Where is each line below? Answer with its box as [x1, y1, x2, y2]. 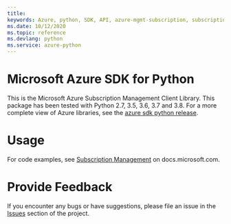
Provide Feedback [7, 179, 113, 195]
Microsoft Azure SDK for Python [7, 71, 195, 87]
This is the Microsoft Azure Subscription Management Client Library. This [7, 94, 215, 102]
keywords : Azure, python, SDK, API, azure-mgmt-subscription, [7, 16, 189, 23]
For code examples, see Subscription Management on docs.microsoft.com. [7, 155, 220, 163]
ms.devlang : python [7, 36, 63, 42]
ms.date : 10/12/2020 [7, 23, 67, 29]
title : [7, 10, 26, 17]
